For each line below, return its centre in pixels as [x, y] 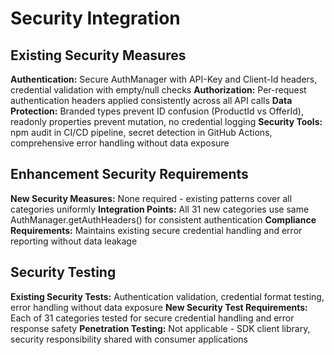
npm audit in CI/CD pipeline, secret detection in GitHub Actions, [141, 132]
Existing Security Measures [98, 55]
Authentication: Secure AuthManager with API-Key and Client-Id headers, [164, 79]
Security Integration [95, 18]
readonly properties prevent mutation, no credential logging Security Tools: [166, 121]
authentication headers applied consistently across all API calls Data [151, 100]
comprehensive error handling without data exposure [120, 143]
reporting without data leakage [74, 241]
